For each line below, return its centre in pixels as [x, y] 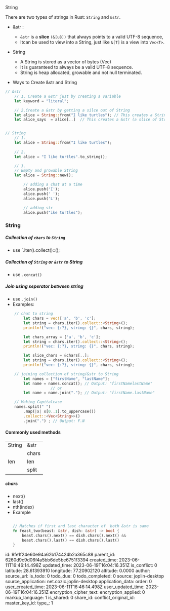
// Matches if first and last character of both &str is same [81, 526]
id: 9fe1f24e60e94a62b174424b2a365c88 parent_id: [60, 555]
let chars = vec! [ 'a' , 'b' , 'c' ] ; [60, 319]
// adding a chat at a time [53, 184]
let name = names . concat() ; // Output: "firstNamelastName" [88, 384]
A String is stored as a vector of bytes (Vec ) [66, 62]
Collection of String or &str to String [44, 262]
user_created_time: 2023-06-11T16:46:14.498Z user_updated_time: [75, 587]
